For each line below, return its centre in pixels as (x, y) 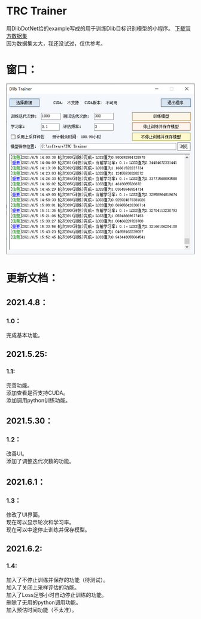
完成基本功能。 (25, 335)
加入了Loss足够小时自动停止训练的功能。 (57, 594)
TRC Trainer (36, 11)
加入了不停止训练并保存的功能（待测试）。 (57, 579)
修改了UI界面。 (25, 515)
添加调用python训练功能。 (38, 400)
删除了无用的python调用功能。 (44, 602)
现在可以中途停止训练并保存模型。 (48, 530)
